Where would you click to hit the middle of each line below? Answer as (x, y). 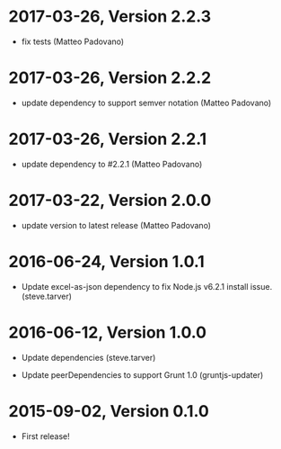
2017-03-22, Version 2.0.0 (110, 201)
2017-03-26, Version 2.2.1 (108, 139)
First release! (45, 436)
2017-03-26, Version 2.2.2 (110, 78)
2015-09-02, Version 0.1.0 (109, 411)
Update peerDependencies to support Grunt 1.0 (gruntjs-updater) (142, 374)
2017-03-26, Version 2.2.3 (110, 17)
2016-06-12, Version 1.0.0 (108, 332)
